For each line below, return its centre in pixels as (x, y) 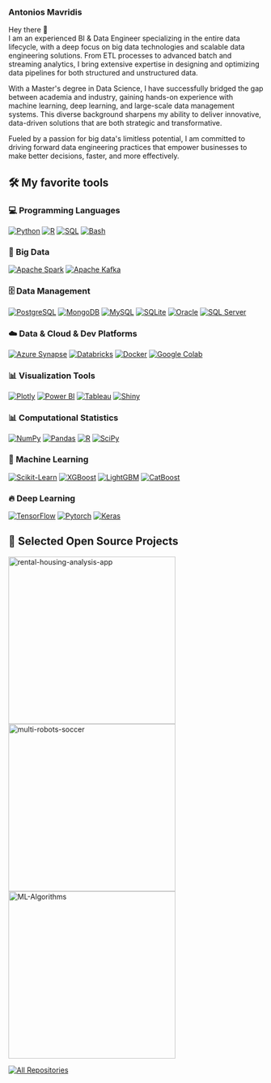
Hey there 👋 (28, 30)
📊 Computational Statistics (64, 418)
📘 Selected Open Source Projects (93, 541)
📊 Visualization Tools (52, 376)
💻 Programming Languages (64, 210)
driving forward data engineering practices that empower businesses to (128, 148)
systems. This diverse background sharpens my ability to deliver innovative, (135, 114)
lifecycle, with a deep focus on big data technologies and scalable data (127, 47)
